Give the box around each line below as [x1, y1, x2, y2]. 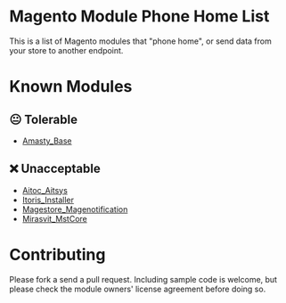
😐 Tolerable [9, 111, 78, 127]
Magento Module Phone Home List [9, 6, 270, 27]
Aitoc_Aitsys [21, 184, 69, 195]
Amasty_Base [21, 135, 73, 146]
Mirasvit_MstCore [21, 213, 87, 224]
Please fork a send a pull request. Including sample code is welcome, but [9, 274, 278, 284]
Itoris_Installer [21, 194, 74, 205]
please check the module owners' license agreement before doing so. [9, 283, 266, 294]
